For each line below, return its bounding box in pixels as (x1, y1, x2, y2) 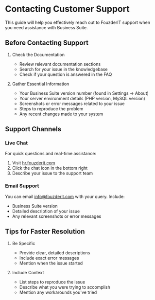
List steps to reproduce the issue (19, 279, 86, 285)
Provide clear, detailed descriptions (19, 249, 90, 256)
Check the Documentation (12, 52, 65, 57)
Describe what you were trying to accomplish (19, 284, 110, 290)
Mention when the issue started (19, 260, 83, 266)
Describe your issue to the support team (12, 170, 93, 176)
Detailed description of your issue (12, 208, 80, 214)
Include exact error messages (19, 255, 79, 261)
